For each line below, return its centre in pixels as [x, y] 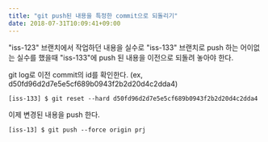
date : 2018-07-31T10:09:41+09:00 [65, 23]
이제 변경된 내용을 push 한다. [54, 115]
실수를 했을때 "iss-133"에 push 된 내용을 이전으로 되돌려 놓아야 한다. [125, 57]
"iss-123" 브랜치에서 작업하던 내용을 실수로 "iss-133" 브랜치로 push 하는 [124, 47]
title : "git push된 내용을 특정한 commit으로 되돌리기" [93, 16]
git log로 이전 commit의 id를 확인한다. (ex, [75, 74]
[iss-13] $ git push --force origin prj [77, 130]
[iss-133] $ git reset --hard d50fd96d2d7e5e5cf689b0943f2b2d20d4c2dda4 [133, 98]
